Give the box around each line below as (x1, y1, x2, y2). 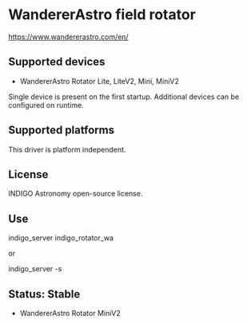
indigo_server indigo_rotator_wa (8, 233, 114, 243)
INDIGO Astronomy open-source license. (8, 189, 143, 199)
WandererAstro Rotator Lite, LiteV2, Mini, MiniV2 (19, 76, 180, 85)
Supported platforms (8, 124, 114, 137)
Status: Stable (8, 287, 81, 301)
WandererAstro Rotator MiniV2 (19, 309, 122, 318)
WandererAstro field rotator (8, 6, 196, 24)
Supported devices (8, 55, 106, 69)
